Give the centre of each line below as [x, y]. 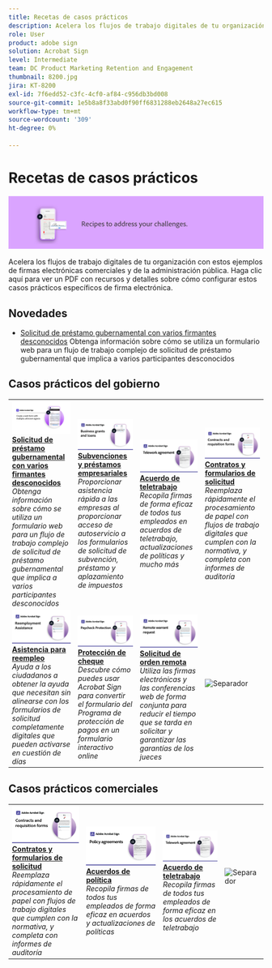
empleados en [164, 521]
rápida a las [98, 499]
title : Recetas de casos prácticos [68, 17]
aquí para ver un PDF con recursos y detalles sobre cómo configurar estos [133, 279]
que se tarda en [166, 722]
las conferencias [168, 687]
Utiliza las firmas [168, 670]
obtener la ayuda [40, 683]
